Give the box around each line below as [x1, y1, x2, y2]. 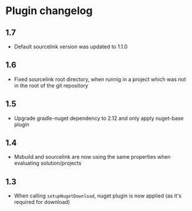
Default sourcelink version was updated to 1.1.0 [14, 43, 128, 50]
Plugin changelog [5, 4, 93, 18]
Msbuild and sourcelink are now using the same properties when [14, 153, 171, 160]
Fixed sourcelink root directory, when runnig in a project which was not [14, 75, 186, 83]
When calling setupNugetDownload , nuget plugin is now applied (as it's [14, 192, 182, 199]
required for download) [14, 199, 70, 206]
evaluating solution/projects [14, 160, 82, 167]
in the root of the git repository [14, 82, 89, 89]
